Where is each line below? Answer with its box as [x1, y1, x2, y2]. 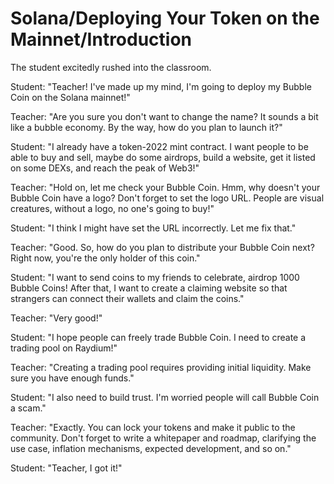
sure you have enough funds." [10, 372, 135, 384]
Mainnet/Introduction [10, 28, 193, 51]
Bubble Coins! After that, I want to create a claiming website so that [10, 282, 288, 294]
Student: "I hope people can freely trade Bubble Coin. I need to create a [10, 331, 307, 343]
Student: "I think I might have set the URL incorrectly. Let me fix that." [10, 222, 297, 234]
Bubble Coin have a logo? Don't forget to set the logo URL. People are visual [10, 192, 325, 204]
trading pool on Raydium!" [10, 342, 118, 354]
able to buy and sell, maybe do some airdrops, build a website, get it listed [10, 151, 316, 163]
